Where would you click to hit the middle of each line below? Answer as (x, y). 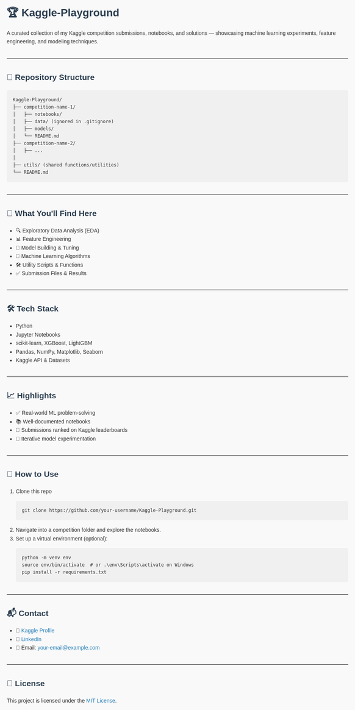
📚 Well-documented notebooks (53, 421)
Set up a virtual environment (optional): (62, 538)
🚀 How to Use (33, 474)
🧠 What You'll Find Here (52, 213)
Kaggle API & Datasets (43, 360)
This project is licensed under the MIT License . (62, 701)
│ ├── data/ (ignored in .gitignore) (63, 121)
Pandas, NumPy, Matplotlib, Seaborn (59, 352)
